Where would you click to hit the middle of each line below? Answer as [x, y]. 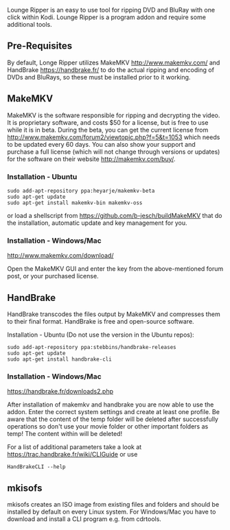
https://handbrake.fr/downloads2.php [60, 392]
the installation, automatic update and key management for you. [97, 223]
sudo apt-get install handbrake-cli [59, 359]
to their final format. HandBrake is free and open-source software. [101, 322]
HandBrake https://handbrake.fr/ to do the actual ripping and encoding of [111, 70]
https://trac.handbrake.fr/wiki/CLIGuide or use [72, 455]
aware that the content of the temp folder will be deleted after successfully [113, 419]
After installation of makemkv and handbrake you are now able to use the [111, 405]
